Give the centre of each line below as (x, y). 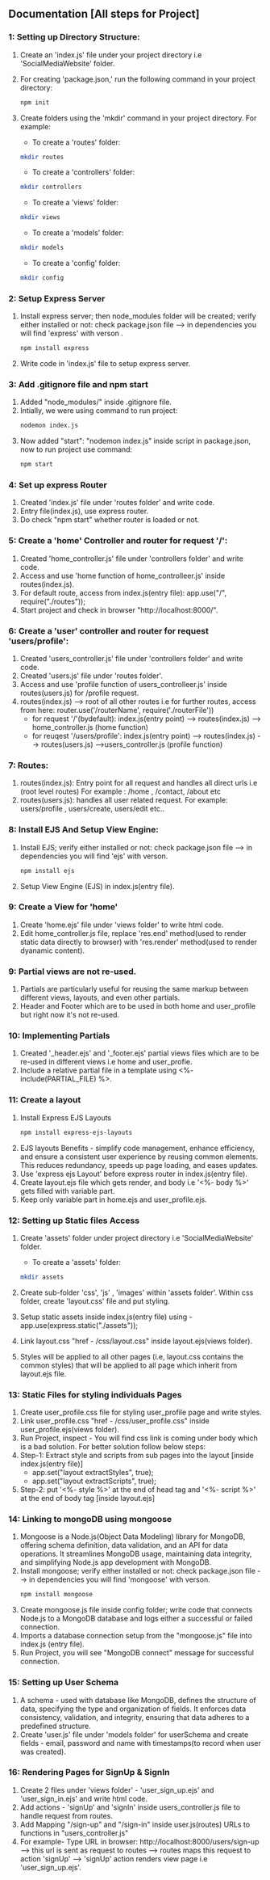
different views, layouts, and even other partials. (100, 997)
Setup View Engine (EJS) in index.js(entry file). (97, 886)
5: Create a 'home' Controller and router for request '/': (118, 541)
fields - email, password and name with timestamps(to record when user (141, 1743)
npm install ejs (47, 870)
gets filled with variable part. (67, 1191)
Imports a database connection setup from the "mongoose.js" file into (136, 1636)
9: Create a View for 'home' (63, 907)
